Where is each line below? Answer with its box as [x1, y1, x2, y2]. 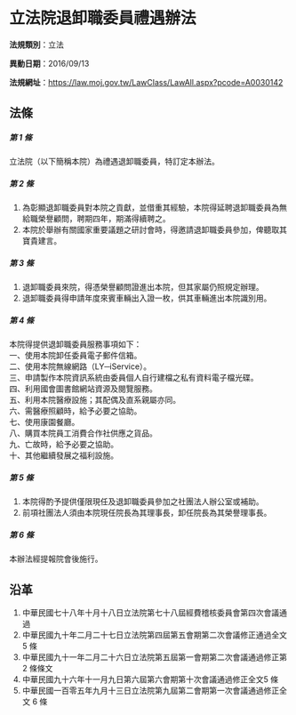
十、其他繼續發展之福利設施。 [9, 450, 118, 461]
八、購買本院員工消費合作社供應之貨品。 [9, 428, 157, 438]
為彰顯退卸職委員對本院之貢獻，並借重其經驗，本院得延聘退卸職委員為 [21, 202, 280, 213]
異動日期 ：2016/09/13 [9, 58, 90, 68]
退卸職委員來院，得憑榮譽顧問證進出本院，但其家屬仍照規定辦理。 [21, 282, 264, 293]
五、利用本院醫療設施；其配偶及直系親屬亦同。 [9, 395, 180, 406]
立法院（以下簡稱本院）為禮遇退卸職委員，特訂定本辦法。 [9, 157, 220, 167]
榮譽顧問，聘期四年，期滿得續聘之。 [37, 213, 171, 224]
